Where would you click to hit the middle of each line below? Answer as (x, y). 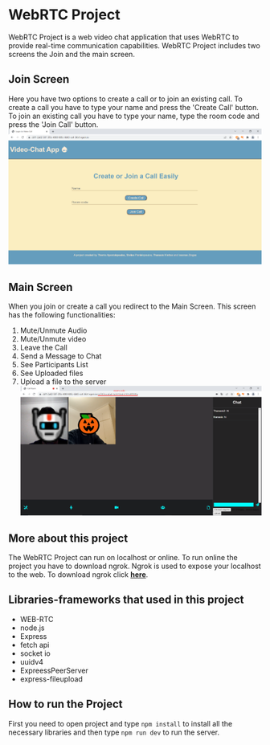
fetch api (35, 645)
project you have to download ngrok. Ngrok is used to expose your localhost (135, 566)
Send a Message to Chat (61, 356)
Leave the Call (44, 348)
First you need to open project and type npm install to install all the (121, 723)
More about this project (68, 538)
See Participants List (54, 365)
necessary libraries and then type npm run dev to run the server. (114, 732)
